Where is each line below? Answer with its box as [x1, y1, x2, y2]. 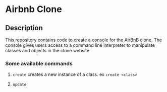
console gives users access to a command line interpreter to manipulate [5, 42, 155, 48]
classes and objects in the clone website [5, 48, 90, 53]
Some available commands [5, 60, 73, 67]
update [12, 82, 27, 87]
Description [5, 24, 43, 32]
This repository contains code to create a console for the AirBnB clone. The [5, 37, 162, 43]
